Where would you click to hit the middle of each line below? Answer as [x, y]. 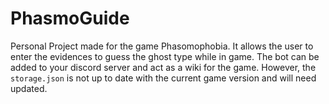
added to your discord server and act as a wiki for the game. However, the [163, 67]
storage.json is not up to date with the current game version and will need [163, 78]
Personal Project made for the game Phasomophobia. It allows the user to [162, 46]
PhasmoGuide [70, 18]
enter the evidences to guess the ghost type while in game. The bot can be [165, 56]
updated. [29, 88]
